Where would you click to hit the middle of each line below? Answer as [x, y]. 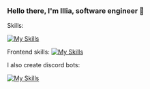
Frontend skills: [28, 52]
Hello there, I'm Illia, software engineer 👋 [76, 11]
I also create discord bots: [44, 65]
